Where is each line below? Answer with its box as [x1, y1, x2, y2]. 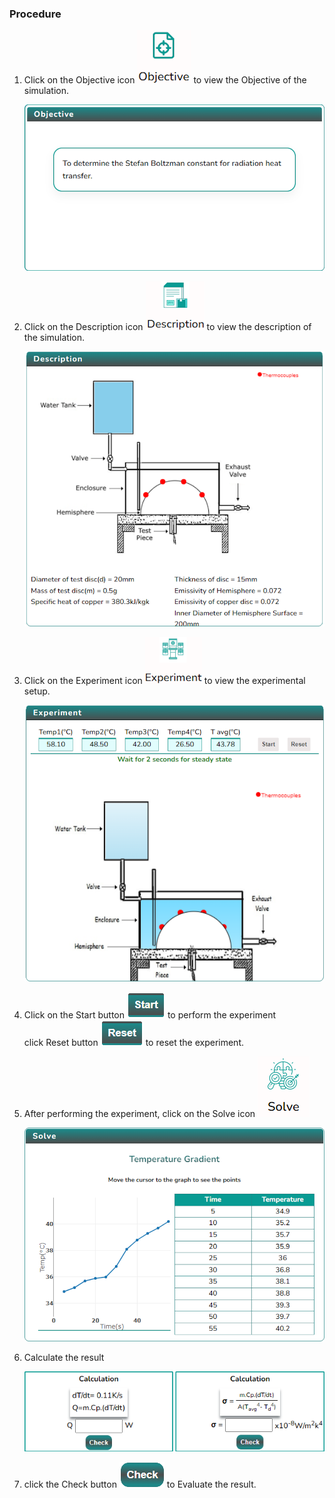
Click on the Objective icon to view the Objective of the [23, 74, 307, 86]
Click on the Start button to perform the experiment [23, 1008, 277, 1021]
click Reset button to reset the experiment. [23, 1036, 244, 1048]
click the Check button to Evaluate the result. [23, 1478, 257, 1491]
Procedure [9, 7, 62, 21]
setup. [23, 685, 51, 697]
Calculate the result [23, 1352, 105, 1364]
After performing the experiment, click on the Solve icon [23, 1107, 256, 1119]
